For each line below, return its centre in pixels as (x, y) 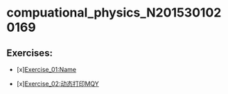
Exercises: (30, 53)
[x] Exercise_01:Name (46, 69)
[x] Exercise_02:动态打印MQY (58, 84)
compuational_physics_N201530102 (114, 13)
